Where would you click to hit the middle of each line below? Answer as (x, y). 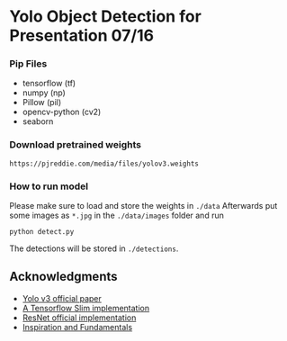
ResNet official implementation (79, 318)
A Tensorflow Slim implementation (86, 308)
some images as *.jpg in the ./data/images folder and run (117, 215)
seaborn (38, 121)
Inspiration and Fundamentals (77, 327)
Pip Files (28, 64)
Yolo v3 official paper (62, 298)
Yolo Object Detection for (106, 17)
